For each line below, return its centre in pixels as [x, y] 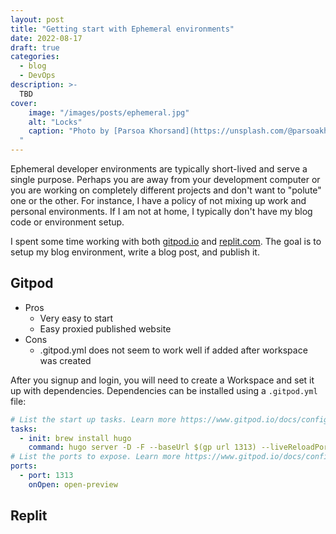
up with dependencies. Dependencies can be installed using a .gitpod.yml [164, 390]
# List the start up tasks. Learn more [93, 419]
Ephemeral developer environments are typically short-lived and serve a [159, 169]
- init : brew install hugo [75, 438]
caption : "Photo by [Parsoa [86, 131]
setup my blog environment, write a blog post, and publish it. [135, 252]
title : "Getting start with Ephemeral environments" [122, 29]
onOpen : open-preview [73, 484]
